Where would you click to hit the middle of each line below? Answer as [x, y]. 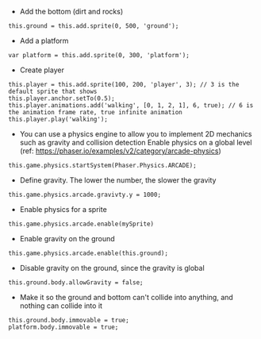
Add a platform [44, 40]
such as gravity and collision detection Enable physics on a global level [136, 143]
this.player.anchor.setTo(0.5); [61, 98]
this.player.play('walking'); [58, 119]
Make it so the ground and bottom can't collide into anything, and [127, 297]
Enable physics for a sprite [63, 209]
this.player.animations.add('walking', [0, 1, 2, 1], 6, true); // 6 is [131, 106]
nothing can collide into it [61, 306]
